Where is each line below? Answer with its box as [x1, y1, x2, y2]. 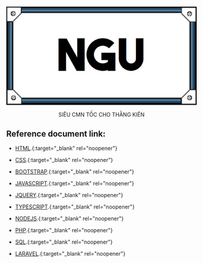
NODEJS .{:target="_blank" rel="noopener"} [14, 215, 124, 222]
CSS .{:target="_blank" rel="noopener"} [14, 156, 114, 163]
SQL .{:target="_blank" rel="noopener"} [14, 238, 113, 245]
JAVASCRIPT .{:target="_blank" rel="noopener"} [14, 180, 135, 187]
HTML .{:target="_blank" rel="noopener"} [14, 144, 118, 152]
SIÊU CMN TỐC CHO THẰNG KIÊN [58, 111, 145, 119]
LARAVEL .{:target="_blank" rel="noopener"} [14, 250, 126, 257]
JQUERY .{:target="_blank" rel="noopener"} [14, 191, 124, 198]
